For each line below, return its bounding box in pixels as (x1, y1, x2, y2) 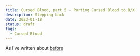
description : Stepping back (5, 12, 65, 17)
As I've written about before (5, 45, 64, 51)
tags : (5, 26, 17, 32)
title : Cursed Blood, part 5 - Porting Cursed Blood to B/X (5, 7, 135, 13)
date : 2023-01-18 (5, 17, 42, 22)
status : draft (5, 21, 36, 27)
